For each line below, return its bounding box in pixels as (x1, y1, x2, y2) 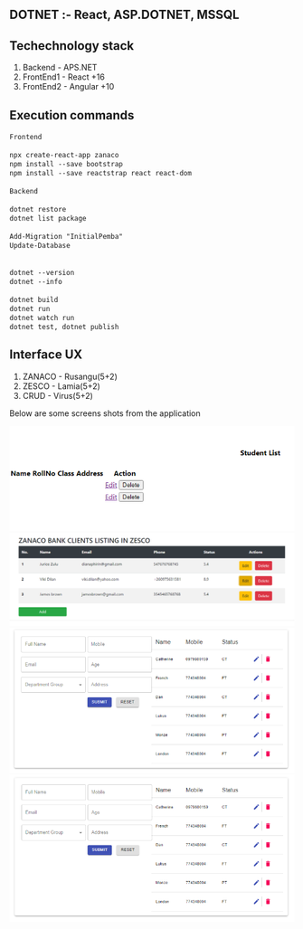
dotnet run (9, 305, 51, 314)
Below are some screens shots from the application (9, 407, 201, 419)
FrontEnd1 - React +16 (22, 71, 106, 82)
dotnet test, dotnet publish (9, 323, 119, 332)
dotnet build (9, 296, 59, 305)
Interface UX (9, 347, 83, 363)
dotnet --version (9, 269, 75, 278)
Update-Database (9, 242, 71, 251)
